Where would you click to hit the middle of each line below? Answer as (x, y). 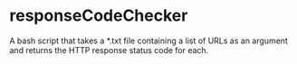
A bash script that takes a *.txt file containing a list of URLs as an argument (148, 41)
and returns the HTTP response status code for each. (109, 50)
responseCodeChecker (99, 16)
